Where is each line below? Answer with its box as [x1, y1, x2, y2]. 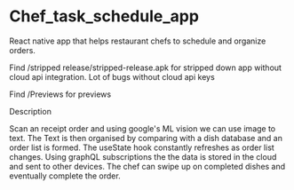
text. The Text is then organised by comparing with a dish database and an [9, 132, 282, 143]
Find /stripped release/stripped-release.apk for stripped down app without [9, 62, 282, 73]
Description [9, 106, 52, 116]
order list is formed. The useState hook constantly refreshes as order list [9, 142, 275, 153]
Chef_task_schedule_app [9, 6, 200, 27]
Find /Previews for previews [9, 89, 112, 99]
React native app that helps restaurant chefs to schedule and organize [9, 36, 266, 46]
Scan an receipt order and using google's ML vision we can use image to [9, 123, 276, 134]
